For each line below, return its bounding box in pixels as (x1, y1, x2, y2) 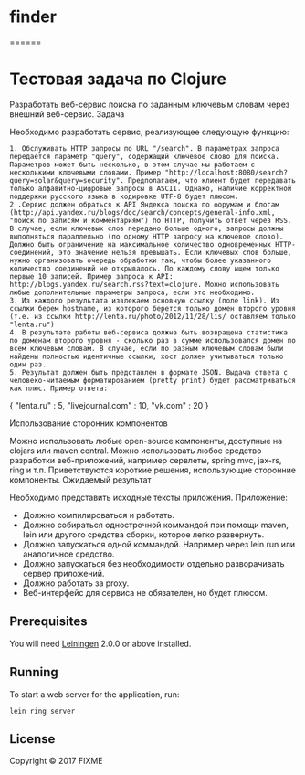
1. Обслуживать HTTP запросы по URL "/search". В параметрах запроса (9, 143, 280, 153)
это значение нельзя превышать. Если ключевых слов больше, (58, 248, 292, 257)
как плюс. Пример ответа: (9, 384, 108, 393)
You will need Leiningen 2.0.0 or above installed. (9, 638, 192, 649)
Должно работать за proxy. (22, 578, 130, 589)
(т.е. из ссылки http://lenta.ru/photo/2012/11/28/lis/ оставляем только (9, 312, 297, 321)
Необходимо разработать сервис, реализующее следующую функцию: (9, 126, 289, 137)
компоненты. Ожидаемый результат (9, 473, 152, 485)
